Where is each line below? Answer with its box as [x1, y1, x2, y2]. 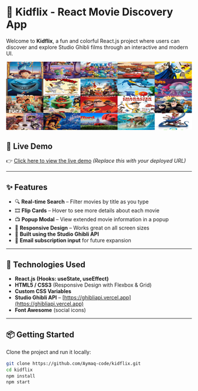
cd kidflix [6, 367, 33, 373]
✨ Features [6, 182, 48, 192]
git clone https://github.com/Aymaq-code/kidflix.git [6, 360, 141, 366]
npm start [6, 379, 31, 385]
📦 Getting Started [6, 330, 75, 340]
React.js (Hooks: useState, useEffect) [14, 275, 109, 282]
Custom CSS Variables [14, 287, 72, 294]
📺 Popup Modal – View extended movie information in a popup [14, 216, 169, 223]
